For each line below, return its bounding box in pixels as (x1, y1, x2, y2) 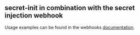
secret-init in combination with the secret (4, 4, 135, 12)
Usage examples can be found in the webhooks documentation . (4, 24, 135, 30)
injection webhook (4, 12, 63, 20)
